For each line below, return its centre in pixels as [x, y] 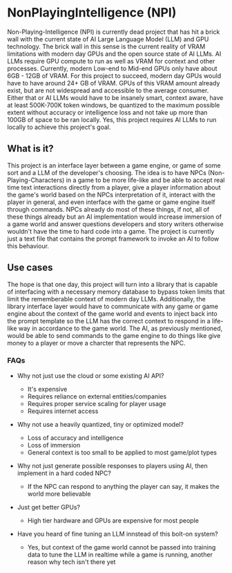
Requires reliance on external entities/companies [97, 396]
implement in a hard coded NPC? [64, 473]
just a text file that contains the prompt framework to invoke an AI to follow [113, 239]
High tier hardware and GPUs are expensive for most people [113, 520]
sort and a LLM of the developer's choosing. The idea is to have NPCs [107, 172]
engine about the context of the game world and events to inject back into [112, 313]
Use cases [30, 268]
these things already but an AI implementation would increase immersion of [115, 217]
